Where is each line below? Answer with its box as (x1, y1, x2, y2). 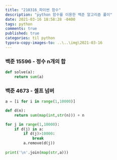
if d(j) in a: (14, 127, 44, 132)
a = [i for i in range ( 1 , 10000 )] (5, 99, 76, 104)
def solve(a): (5, 70, 35, 75)
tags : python (5, 21, 33, 27)
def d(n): (5, 108, 26, 113)
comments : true (5, 26, 37, 31)
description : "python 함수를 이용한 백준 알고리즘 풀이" (5, 12, 112, 17)
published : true (5, 31, 39, 36)
